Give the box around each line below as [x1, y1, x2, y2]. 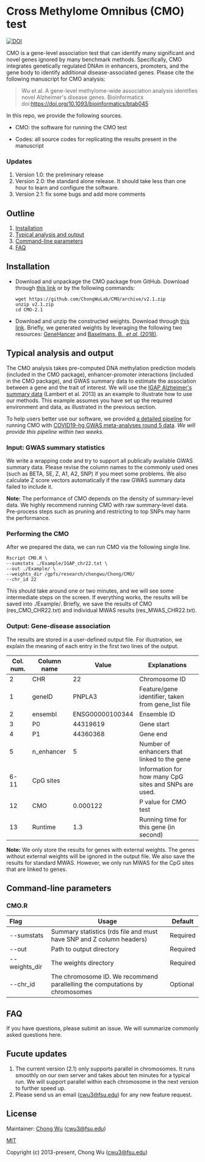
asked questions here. [6, 1031, 62, 1039]
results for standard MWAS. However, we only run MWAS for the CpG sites [6, 859, 194, 866]
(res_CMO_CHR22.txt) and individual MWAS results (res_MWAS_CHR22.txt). [6, 607, 197, 614]
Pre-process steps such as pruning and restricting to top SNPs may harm [6, 508, 190, 515]
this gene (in [139, 823, 175, 831]
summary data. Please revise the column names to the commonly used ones [6, 463, 198, 471]
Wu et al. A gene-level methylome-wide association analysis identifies [21, 87, 198, 94]
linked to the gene [139, 755, 191, 763]
